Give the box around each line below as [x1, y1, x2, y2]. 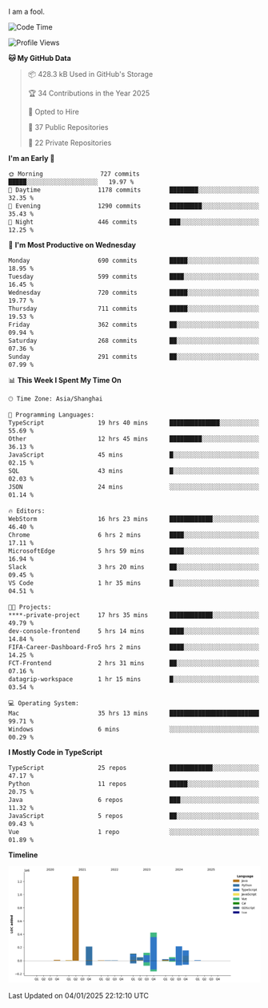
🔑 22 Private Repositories [27, 138, 112, 147]
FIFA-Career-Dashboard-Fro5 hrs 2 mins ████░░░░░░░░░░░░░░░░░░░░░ [8, 643, 260, 651]
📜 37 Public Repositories [27, 123, 109, 131]
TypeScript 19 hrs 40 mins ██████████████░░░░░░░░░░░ [8, 419, 260, 427]
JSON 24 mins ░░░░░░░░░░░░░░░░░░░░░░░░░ [8, 483, 260, 491]
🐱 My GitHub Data [8, 54, 72, 62]
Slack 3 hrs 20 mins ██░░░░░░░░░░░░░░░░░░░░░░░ [8, 563, 260, 571]
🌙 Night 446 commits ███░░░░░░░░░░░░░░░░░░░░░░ [8, 218, 260, 226]
